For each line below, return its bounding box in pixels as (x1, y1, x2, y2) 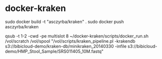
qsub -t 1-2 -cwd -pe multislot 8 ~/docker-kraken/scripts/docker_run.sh (5, 33, 149, 39)
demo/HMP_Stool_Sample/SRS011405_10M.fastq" (5, 48, 104, 54)
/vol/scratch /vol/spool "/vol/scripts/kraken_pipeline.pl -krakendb (5, 38, 136, 44)
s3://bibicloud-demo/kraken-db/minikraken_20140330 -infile (5, 43, 127, 49)
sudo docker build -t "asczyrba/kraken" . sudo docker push (5, 19, 124, 24)
